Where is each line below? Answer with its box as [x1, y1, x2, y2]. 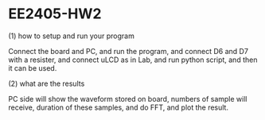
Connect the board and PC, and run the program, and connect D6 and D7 [8, 46, 249, 56]
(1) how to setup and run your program [8, 31, 135, 41]
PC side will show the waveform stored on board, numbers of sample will [8, 94, 247, 103]
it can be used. [8, 63, 57, 72]
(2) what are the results [8, 79, 85, 88]
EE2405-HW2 [8, 5, 102, 23]
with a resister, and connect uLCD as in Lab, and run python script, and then [8, 55, 258, 64]
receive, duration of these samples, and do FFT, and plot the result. [8, 103, 229, 112]
